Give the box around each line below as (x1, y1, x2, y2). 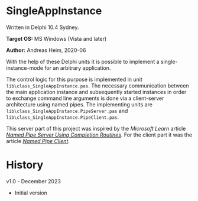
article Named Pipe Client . (6, 137, 70, 144)
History (6, 158, 44, 172)
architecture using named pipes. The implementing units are (6, 100, 152, 108)
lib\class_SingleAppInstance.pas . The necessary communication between (6, 82, 189, 89)
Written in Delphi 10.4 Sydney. (6, 24, 79, 31)
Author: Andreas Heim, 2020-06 (6, 46, 86, 54)
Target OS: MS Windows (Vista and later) (6, 35, 107, 42)
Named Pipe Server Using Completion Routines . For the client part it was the (6, 131, 193, 138)
